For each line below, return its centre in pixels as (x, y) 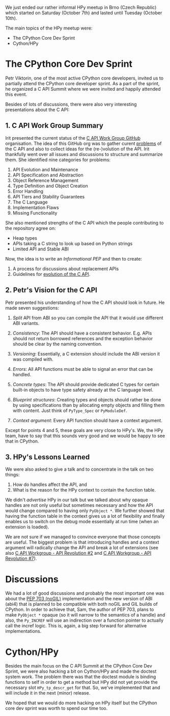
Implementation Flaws (36, 207)
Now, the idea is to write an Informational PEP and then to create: (74, 259)
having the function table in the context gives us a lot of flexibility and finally (85, 516)
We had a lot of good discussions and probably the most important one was (85, 593)
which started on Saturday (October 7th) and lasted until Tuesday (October (84, 13)
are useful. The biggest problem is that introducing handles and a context (82, 542)
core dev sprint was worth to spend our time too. (56, 708)
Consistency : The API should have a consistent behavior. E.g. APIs (82, 333)
